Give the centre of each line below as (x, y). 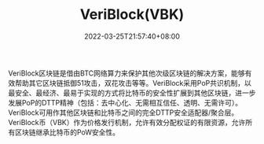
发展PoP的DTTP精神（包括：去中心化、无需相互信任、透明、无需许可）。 (125, 102)
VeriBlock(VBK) (132, 15)
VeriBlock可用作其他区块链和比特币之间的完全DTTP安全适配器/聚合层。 (123, 113)
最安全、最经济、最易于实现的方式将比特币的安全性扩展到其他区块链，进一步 (132, 93)
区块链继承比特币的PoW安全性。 (67, 132)
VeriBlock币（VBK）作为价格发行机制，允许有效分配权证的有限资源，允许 (127, 122)
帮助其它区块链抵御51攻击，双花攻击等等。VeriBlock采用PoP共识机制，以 (133, 83)
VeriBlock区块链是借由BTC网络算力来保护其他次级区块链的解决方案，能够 (126, 73)
